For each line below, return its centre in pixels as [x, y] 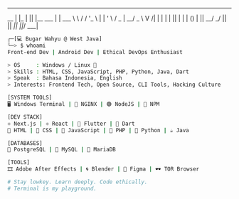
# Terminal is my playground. [52, 188]
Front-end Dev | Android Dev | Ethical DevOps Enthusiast [95, 52]
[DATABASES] [25, 143]
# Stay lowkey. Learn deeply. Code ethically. [78, 182]
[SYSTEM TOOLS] [30, 98]
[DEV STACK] [25, 117]
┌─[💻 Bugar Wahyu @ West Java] [55, 39]
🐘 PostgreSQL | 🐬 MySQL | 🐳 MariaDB [62, 150]
